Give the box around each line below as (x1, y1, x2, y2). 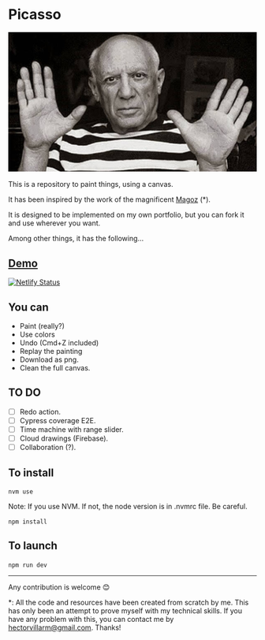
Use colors (19, 329, 55, 340)
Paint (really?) (19, 322, 65, 331)
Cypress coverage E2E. (19, 415, 96, 425)
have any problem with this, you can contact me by (8, 614, 174, 623)
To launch (8, 539, 58, 553)
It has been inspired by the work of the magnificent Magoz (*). (8, 195, 211, 204)
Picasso (8, 6, 62, 24)
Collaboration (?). (19, 443, 77, 452)
